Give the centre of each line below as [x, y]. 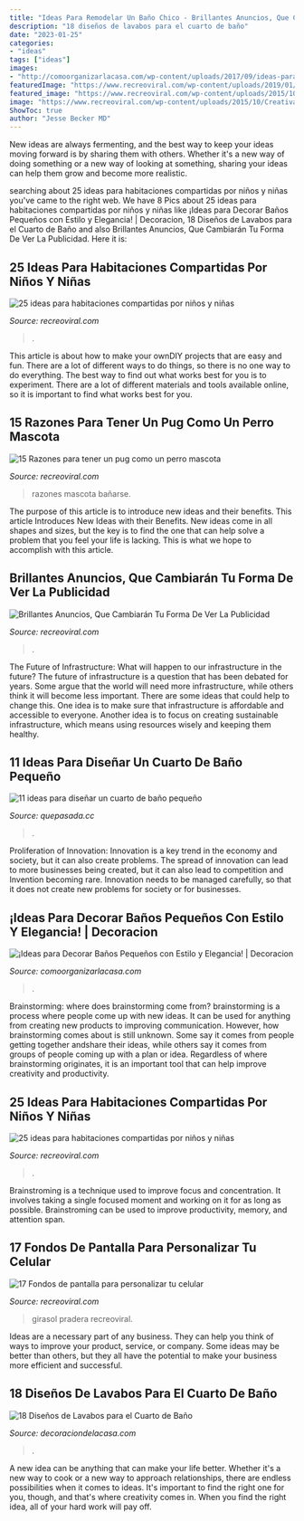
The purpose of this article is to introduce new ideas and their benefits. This [151, 511]
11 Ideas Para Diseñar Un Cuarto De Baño [126, 762]
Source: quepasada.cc [52, 816]
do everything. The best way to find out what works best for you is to [138, 375]
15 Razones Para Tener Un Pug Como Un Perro [142, 423]
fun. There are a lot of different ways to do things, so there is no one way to [150, 365]
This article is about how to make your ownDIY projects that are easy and [146, 356]
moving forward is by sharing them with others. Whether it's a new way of [147, 154]
